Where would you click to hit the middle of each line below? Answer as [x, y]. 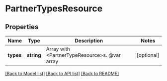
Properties [22, 27]
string [34, 55]
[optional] [148, 55]
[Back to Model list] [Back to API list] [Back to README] [62, 74]
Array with [58, 49]
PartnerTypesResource [54, 9]
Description [89, 41]
